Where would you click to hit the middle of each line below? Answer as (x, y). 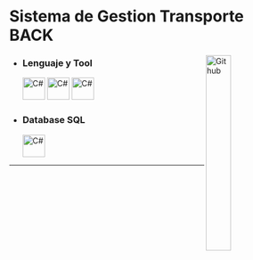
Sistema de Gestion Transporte (127, 16)
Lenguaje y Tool (57, 63)
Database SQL (54, 120)
